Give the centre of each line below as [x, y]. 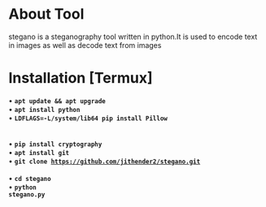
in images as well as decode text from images [85, 45]
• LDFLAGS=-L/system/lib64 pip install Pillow [88, 118]
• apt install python [44, 109]
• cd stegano [30, 178]
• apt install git [39, 152]
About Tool [46, 14]
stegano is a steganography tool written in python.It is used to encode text [133, 37]
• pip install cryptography [55, 144]
